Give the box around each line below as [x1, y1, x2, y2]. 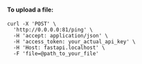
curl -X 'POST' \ [7, 20, 57, 27]
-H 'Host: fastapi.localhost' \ [13, 44, 106, 51]
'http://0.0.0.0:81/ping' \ [13, 27, 94, 33]
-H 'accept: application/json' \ [13, 33, 109, 39]
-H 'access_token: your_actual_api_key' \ [13, 38, 136, 46]
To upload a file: [7, 5, 54, 14]
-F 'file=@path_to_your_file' [13, 50, 99, 57]
